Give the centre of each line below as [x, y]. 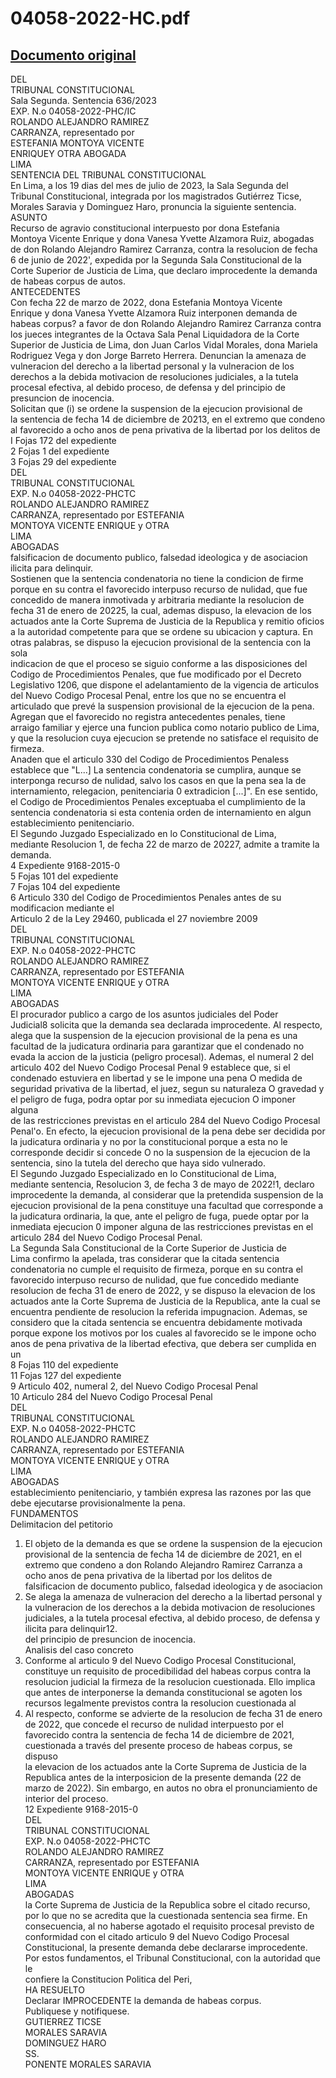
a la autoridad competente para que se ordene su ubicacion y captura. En [161, 631]
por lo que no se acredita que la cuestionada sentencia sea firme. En [166, 1915]
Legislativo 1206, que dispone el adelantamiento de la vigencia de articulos [165, 685]
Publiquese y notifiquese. [77, 2011]
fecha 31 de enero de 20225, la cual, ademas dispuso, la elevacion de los [161, 610]
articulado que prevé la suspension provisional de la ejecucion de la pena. [162, 706]
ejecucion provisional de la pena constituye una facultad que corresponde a [167, 1205]
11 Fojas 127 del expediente [66, 1375]
